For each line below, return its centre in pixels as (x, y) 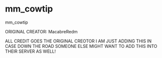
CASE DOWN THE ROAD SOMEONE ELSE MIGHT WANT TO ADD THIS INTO (81, 46)
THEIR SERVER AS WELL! (30, 51)
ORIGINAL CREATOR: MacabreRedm (41, 31)
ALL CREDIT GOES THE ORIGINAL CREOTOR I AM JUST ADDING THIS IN (78, 41)
